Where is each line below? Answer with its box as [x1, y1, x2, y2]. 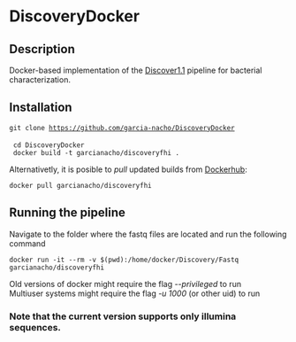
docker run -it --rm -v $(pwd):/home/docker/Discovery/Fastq [9, 255, 239, 264]
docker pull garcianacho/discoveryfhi [9, 181, 152, 190]
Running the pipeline [9, 206, 125, 221]
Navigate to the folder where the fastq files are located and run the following [9, 229, 287, 239]
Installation [9, 100, 72, 115]
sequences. [9, 321, 62, 333]
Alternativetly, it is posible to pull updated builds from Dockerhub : [9, 164, 247, 175]
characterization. [9, 74, 71, 85]
